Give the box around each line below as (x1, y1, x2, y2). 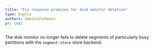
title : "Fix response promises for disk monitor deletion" (5, 7, 128, 12)
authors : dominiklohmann (5, 16, 56, 21)
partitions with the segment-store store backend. (5, 40, 103, 46)
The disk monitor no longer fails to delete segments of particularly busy (5, 34, 149, 40)
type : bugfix (5, 12, 32, 17)
